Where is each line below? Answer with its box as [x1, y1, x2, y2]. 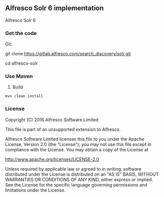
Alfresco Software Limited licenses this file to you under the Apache [5, 136, 145, 142]
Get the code [5, 29, 37, 36]
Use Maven [5, 73, 33, 80]
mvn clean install [5, 94, 43, 99]
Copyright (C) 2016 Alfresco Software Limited [5, 117, 98, 123]
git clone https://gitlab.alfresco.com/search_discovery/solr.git [5, 51, 131, 57]
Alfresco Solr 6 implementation [5, 4, 104, 12]
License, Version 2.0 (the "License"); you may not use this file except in [5, 141, 152, 147]
